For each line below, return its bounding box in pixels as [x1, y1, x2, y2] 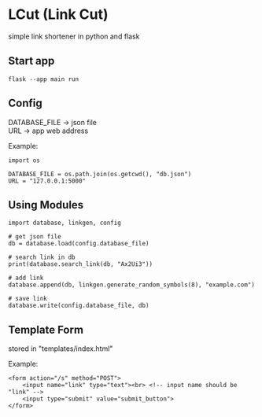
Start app [8, 54, 55, 68]
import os [8, 156, 41, 164]
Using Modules [8, 198, 84, 212]
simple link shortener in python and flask [8, 31, 140, 41]
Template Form [8, 323, 84, 336]
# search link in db [8, 253, 76, 261]
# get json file [8, 233, 61, 241]
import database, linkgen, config [8, 219, 122, 227]
